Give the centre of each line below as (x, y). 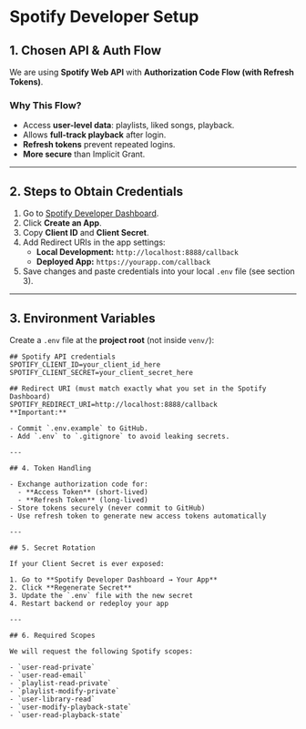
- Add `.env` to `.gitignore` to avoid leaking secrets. (120, 436)
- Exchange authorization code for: (79, 484)
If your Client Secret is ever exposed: (87, 563)
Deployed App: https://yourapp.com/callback (123, 262)
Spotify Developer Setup (104, 17)
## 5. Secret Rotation (52, 548)
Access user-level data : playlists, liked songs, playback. (128, 126)
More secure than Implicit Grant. (84, 154)
